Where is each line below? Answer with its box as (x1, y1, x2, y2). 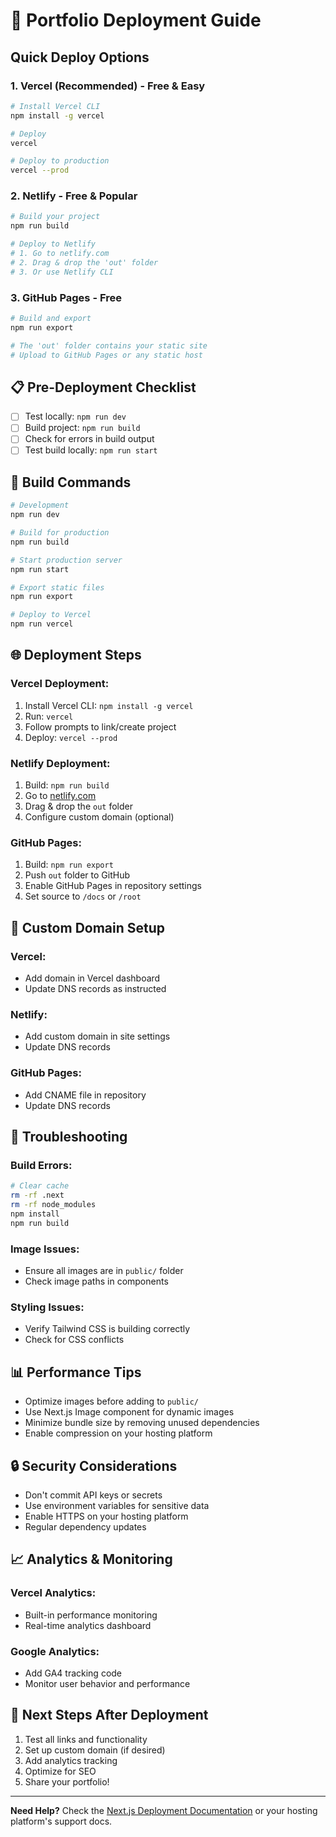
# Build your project (10, 212, 101, 222)
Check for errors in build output (24, 433, 155, 445)
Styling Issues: (10, 1300, 85, 1314)
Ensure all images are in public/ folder (24, 1265, 184, 1277)
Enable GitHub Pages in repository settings (24, 880, 202, 892)
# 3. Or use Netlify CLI (10, 267, 114, 277)
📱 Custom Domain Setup (10, 919, 166, 936)
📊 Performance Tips (10, 1364, 142, 1381)
